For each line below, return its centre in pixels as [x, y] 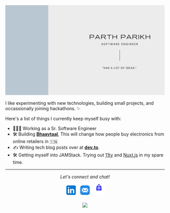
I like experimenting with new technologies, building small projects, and [80, 103]
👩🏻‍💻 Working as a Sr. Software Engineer [55, 128]
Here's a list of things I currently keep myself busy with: [63, 118]
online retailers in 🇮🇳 [35, 141]
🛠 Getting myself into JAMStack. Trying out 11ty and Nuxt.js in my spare [88, 155]
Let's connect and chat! [85, 177]
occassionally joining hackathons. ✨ [43, 108]
